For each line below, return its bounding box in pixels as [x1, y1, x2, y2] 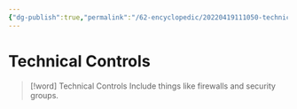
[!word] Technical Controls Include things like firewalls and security [29, 81, 277, 91]
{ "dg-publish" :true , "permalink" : [8, 12, 132, 22]
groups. [29, 90, 59, 100]
